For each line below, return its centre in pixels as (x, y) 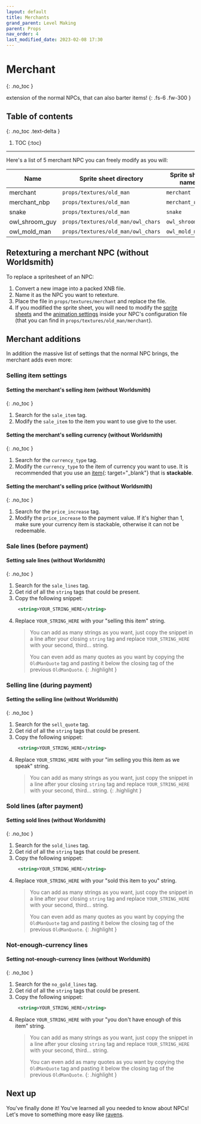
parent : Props (24, 29)
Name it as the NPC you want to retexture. (67, 294)
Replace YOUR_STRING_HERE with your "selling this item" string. (90, 621)
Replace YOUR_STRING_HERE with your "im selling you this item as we (97, 759)
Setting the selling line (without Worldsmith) (62, 699)
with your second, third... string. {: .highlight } (86, 790)
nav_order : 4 (22, 34)
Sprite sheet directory (111, 178)
